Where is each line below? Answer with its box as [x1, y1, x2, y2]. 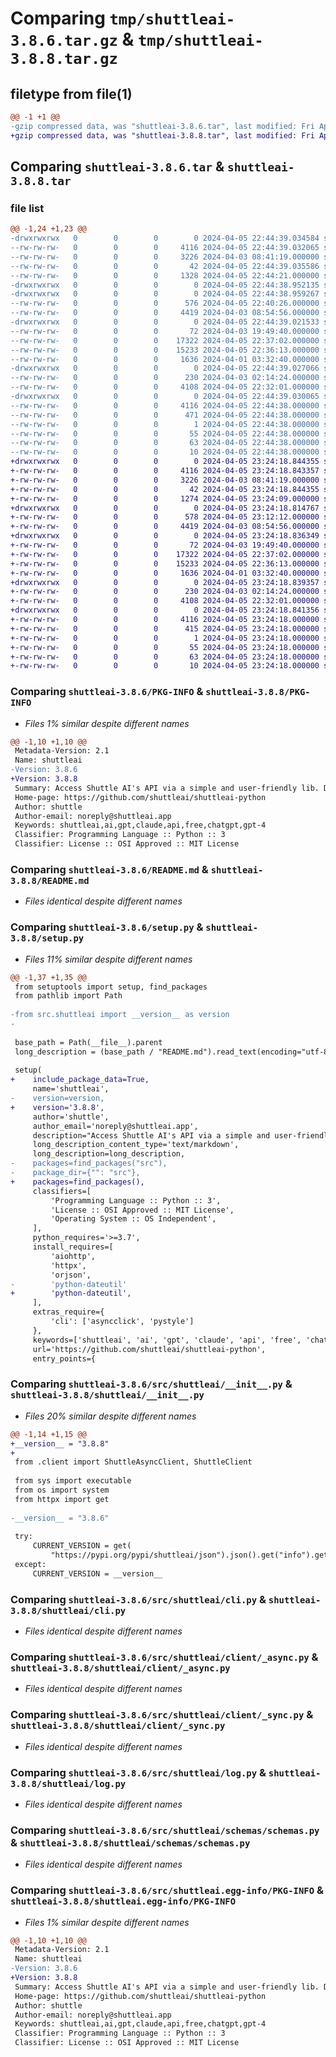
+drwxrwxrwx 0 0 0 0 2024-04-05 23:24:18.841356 [10, 605, 320, 616]
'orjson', [50, 1270, 92, 1280]
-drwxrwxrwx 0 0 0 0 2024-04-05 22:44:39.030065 [10, 392, 320, 402]
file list [10, 201, 45, 215]
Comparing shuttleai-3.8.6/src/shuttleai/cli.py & [10, 1592, 267, 1606]
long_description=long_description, [32, 1149, 186, 1159]
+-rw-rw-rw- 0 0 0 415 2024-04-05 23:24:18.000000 [10, 623, 320, 634]
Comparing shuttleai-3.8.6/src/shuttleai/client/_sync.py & [10, 1708, 314, 1722]
